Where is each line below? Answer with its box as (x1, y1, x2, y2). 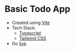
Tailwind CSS (19, 35, 46, 41)
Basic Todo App (4, 3, 71, 15)
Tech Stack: (11, 25, 37, 30)
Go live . (11, 40, 28, 46)
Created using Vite (11, 20, 50, 25)
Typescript (19, 30, 41, 36)
